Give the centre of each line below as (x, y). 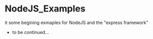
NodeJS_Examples (45, 9)
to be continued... (30, 32)
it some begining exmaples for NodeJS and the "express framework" (76, 22)
